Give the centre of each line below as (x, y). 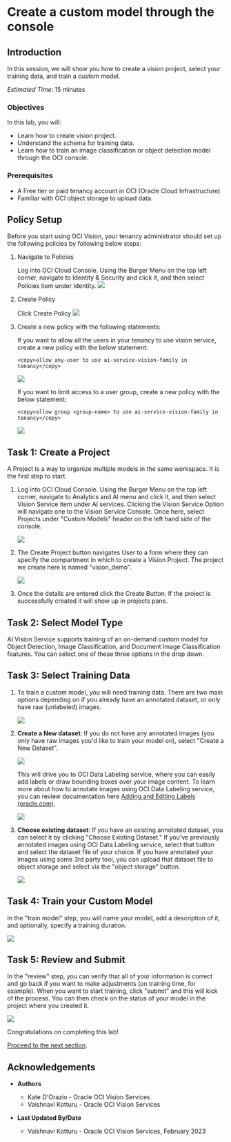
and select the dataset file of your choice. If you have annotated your (115, 852)
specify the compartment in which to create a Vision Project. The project (120, 560)
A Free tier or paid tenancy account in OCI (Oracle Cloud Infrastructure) (119, 191)
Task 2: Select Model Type (65, 622)
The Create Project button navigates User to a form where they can (113, 552)
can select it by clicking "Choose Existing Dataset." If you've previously (118, 837)
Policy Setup (35, 219)
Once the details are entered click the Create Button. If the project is (114, 594)
